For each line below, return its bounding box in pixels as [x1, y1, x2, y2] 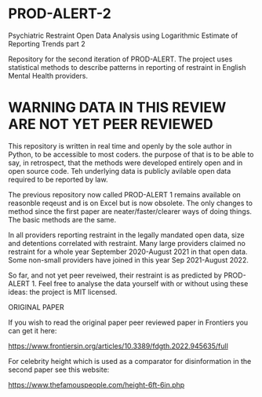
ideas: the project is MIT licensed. [8, 287, 118, 296]
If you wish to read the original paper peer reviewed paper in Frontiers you [8, 318, 249, 327]
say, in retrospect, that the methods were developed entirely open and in [8, 158, 243, 167]
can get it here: [8, 325, 57, 335]
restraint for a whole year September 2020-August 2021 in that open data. [8, 247, 248, 256]
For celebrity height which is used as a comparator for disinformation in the [8, 356, 252, 366]
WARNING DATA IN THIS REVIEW [8, 99, 227, 116]
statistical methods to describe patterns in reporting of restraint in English [8, 62, 246, 72]
